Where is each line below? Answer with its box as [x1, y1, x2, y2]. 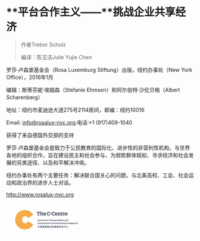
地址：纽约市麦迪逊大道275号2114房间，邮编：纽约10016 [6, 106, 145, 113]
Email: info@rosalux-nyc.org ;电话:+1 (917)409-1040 [6, 119, 133, 126]
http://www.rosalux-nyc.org [6, 191, 74, 198]
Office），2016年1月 [6, 74, 54, 81]
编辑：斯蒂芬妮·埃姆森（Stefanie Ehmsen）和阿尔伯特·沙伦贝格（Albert [6, 86, 180, 93]
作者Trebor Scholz [20, 41, 67, 48]
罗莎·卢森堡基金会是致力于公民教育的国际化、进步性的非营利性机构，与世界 [6, 144, 190, 151]
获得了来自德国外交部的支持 [6, 131, 74, 138]
